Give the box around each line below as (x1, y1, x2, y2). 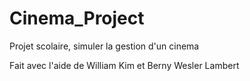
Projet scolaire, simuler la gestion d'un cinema (9, 40, 200, 52)
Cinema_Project (9, 7, 145, 30)
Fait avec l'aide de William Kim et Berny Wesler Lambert (9, 59, 240, 71)
